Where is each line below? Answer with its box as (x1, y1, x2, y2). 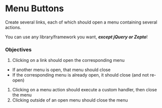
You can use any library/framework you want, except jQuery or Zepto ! (5, 34, 148, 40)
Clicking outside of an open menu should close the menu (12, 97, 128, 103)
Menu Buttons (5, 3, 64, 14)
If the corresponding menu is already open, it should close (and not (12, 72, 149, 78)
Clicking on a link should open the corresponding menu (12, 57, 125, 63)
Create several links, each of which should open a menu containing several (5, 19, 158, 25)
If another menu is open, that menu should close (12, 67, 111, 73)
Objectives (5, 46, 32, 53)
